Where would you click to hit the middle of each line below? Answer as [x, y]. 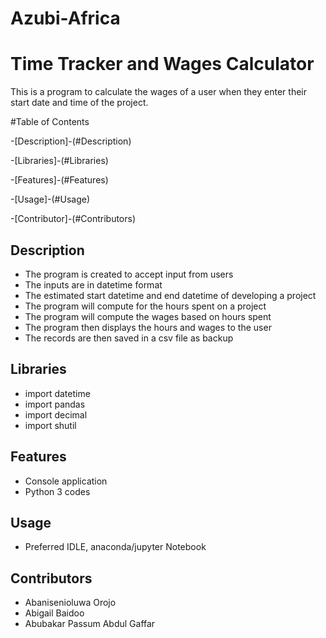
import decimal [56, 414]
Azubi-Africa [65, 18]
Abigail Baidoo [54, 613]
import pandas [55, 404]
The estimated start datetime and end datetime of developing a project [170, 295]
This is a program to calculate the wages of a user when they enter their [158, 92]
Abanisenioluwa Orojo [70, 603]
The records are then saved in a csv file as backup [129, 338]
